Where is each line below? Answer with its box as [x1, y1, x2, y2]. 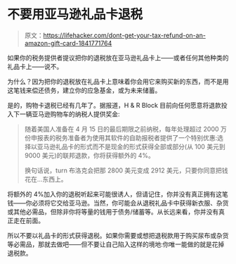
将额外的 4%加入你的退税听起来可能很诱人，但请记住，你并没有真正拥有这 [7, 189, 223, 198]
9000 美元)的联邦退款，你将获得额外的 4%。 [24, 151, 155, 159]
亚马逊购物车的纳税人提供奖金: [31, 110, 121, 118]
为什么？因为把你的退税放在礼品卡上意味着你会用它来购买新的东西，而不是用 [7, 77, 229, 85]
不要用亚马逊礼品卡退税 [7, 6, 143, 23]
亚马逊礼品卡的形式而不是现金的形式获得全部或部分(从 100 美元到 [37, 142, 226, 151]
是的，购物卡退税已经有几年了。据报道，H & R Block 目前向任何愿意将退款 [7, 101, 221, 109]
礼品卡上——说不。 [7, 62, 63, 70]
